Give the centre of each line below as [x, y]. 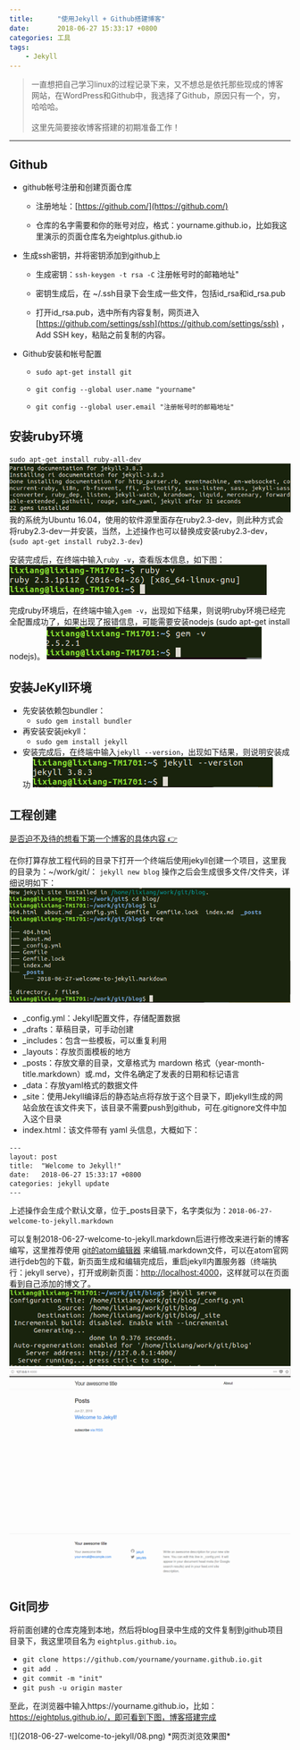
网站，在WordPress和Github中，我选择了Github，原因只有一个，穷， [158, 96]
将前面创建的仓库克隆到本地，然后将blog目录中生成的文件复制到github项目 [146, 1630]
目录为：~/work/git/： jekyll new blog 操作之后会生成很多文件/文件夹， [150, 871]
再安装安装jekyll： [55, 731]
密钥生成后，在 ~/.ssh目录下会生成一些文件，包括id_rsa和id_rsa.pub [160, 293]
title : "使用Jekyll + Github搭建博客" [87, 19]
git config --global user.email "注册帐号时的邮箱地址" [135, 407]
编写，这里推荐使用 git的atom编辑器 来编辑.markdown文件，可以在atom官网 [149, 1250]
